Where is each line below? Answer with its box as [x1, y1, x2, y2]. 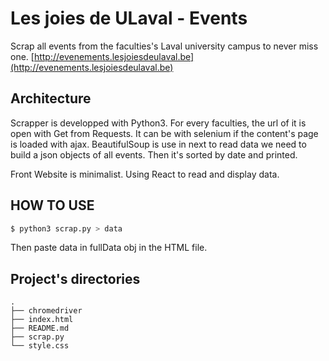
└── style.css [10, 341, 70, 351]
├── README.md [10, 323, 70, 334]
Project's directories [10, 270, 141, 287]
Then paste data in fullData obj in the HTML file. [10, 242, 208, 254]
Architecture [10, 90, 92, 107]
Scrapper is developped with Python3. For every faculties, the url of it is [10, 117, 307, 129]
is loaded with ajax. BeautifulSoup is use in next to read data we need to [10, 138, 307, 150]
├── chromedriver [10, 306, 83, 316]
